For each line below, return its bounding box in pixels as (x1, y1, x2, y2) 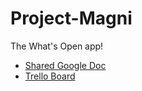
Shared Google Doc (24, 59, 107, 71)
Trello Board (24, 70, 76, 82)
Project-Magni (10, 7, 133, 30)
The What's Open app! (10, 40, 104, 52)
